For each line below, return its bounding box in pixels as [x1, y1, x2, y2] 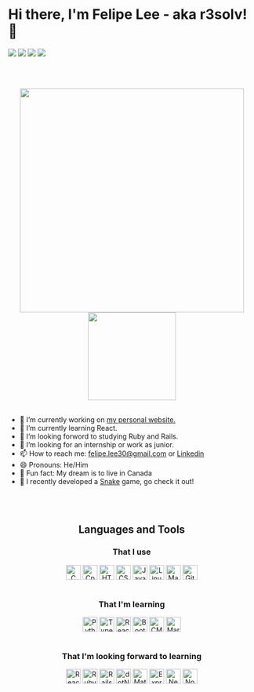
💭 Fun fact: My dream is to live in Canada [19, 468, 153, 478]
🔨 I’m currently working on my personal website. [19, 414, 176, 424]
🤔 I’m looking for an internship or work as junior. [19, 439, 174, 449]
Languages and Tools [78, 523, 186, 537]
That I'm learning [98, 599, 165, 610]
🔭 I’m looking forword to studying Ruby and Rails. [19, 432, 179, 441]
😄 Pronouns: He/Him [19, 460, 89, 469]
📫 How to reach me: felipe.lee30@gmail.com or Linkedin [19, 449, 205, 458]
